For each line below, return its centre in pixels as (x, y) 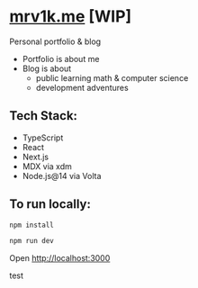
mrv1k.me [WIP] (71, 17)
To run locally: (50, 204)
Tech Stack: (44, 116)
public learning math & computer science (112, 77)
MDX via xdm (47, 166)
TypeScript (43, 138)
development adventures (82, 87)
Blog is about (47, 68)
